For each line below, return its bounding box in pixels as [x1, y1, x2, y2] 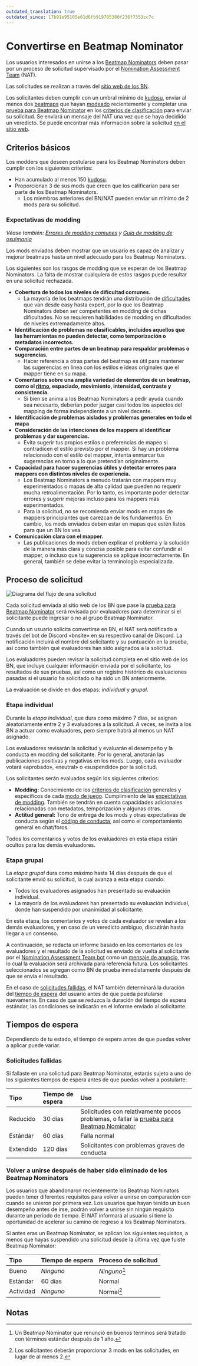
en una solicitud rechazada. [6, 277, 74, 284]
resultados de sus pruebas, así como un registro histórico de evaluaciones [6, 668, 187, 675]
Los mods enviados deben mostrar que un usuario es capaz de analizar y [6, 247, 184, 254]
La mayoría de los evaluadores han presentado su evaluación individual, [14, 899, 190, 906]
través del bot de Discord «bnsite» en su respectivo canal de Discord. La [6, 632, 183, 639]
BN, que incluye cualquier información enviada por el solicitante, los [6, 662, 171, 669]
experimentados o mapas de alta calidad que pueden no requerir [23, 483, 181, 490]
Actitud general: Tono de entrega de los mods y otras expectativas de [14, 811, 186, 818]
